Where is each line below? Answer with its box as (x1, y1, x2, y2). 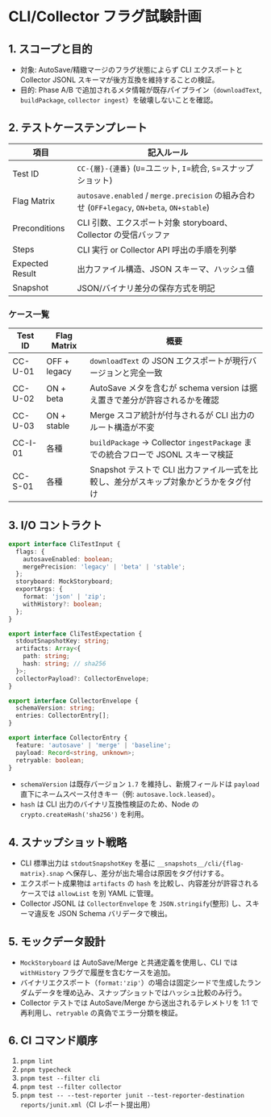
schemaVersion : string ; (15, 704, 95, 712)
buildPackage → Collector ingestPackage (90, 437, 242, 448)
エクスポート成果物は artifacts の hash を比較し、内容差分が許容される (19, 878, 260, 888)
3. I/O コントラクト (8, 518, 102, 532)
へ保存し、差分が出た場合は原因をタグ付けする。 (65, 869, 228, 878)
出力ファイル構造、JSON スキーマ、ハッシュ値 (77, 263, 255, 274)
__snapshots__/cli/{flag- (156, 860, 244, 868)
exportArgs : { (15, 586, 63, 594)
